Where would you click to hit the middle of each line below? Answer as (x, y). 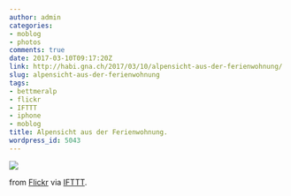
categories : (31, 26)
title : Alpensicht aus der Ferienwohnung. (88, 132)
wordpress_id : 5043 (45, 140)
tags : (19, 83)
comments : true (37, 50)
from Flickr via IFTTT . (48, 182)
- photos (25, 42)
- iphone (25, 116)
